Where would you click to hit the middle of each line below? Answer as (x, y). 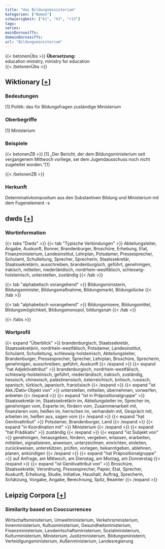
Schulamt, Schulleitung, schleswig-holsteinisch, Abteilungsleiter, (71, 354)
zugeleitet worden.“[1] (28, 165)
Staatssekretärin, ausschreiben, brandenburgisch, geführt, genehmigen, (78, 265)
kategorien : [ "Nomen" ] (28, 14)
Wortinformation (25, 232)
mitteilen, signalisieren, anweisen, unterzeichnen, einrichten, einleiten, (76, 443)
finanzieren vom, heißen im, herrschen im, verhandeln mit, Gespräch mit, (79, 412)
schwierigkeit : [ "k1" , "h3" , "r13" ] (43, 19)
